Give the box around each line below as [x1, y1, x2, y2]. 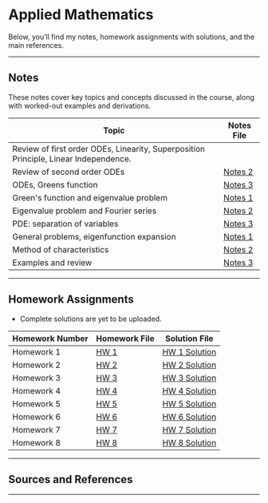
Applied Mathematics [8, 6, 154, 24]
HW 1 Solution [162, 346, 217, 357]
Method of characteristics [12, 244, 109, 255]
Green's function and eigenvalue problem [12, 192, 167, 203]
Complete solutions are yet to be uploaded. [19, 314, 162, 323]
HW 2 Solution [162, 359, 217, 370]
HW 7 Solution [162, 424, 217, 435]
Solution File [164, 333, 214, 344]
